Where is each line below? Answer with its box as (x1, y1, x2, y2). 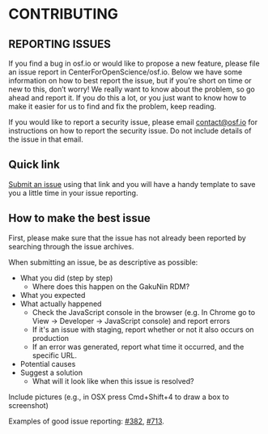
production (32, 333, 70, 343)
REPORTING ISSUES (8, 37, 112, 51)
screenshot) (8, 400, 49, 410)
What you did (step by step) (19, 273, 113, 283)
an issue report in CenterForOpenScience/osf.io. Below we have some (8, 67, 243, 77)
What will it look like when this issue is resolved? (32, 376, 194, 385)
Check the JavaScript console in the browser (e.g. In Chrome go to (32, 307, 256, 317)
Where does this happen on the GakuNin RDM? (32, 281, 190, 291)
